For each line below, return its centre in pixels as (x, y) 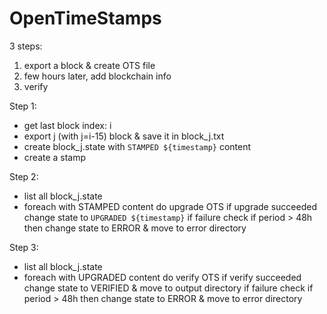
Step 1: (23, 106)
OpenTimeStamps (85, 18)
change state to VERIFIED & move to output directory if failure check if (168, 288)
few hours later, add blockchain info (97, 76)
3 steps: (26, 46)
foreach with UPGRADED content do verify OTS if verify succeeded (162, 277)
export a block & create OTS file (89, 65)
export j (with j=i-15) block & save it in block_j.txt (124, 136)
